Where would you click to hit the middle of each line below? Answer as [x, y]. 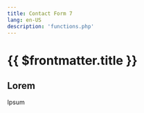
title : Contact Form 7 [40, 13]
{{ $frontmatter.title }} [72, 60]
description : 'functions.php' [51, 26]
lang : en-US [24, 20]
